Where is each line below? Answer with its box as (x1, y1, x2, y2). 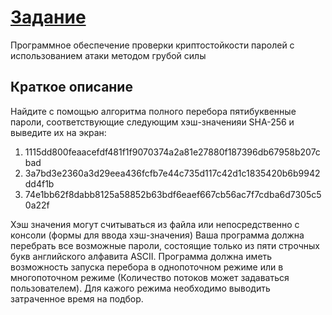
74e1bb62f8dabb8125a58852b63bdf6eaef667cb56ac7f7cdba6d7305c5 (24, 188, 322, 200)
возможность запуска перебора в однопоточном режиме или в (10, 261, 284, 273)
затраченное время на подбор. (10, 292, 144, 305)
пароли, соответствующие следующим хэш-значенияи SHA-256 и (10, 116, 295, 128)
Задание (10, 6, 87, 29)
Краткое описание (10, 79, 133, 96)
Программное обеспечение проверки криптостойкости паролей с (10, 39, 295, 51)
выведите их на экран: (10, 126, 107, 138)
